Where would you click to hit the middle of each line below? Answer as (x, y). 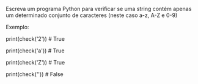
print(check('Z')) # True (35, 62)
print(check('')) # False (35, 74)
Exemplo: (17, 27)
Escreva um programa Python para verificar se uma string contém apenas (99, 9)
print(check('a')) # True (35, 51)
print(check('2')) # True (35, 39)
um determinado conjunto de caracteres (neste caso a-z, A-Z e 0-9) (92, 15)
